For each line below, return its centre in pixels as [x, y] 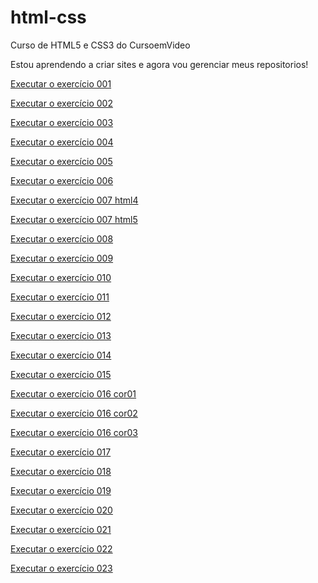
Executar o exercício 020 [61, 510]
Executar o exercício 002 [61, 103]
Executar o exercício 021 [61, 529]
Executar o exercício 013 [61, 335]
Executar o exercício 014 [61, 355]
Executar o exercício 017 [61, 452]
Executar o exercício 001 [61, 83]
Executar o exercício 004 [62, 142]
